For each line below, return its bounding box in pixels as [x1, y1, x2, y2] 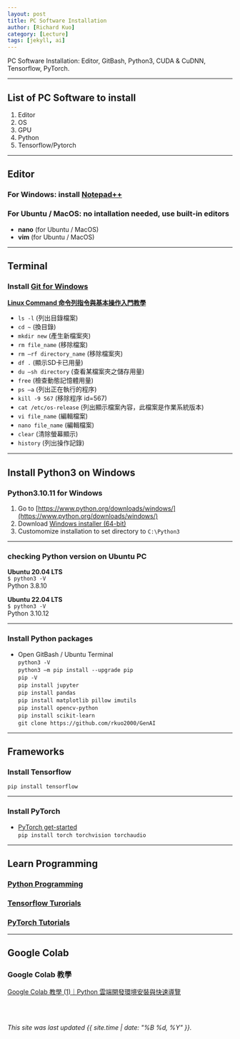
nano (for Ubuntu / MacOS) [17, 225, 99, 234]
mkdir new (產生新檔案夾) [17, 331, 91, 340]
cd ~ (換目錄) [17, 323, 56, 331]
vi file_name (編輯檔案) [17, 412, 88, 421]
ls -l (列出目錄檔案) [17, 313, 79, 322]
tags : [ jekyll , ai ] [7, 37, 66, 44]
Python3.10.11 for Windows [7, 488, 103, 498]
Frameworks [7, 746, 65, 758]
